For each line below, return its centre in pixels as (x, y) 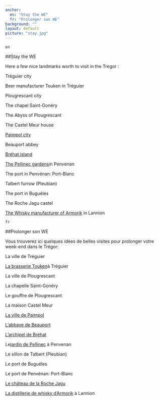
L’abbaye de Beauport (28, 325)
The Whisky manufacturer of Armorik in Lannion (55, 213)
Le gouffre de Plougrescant (33, 295)
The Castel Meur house (29, 125)
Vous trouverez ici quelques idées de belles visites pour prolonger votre (80, 241)
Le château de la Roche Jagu (35, 383)
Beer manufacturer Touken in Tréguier (45, 86)
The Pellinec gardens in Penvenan (40, 164)
